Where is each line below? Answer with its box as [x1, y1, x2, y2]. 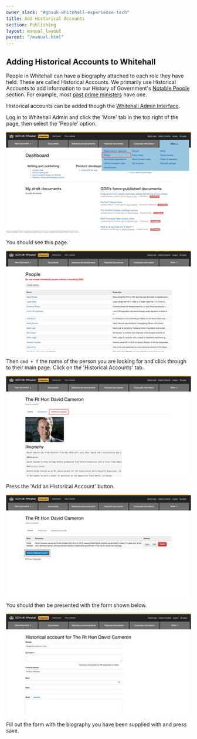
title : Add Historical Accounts [6, 15, 85, 22]
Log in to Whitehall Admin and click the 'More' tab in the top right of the [6, 113, 179, 120]
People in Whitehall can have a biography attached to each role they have [6, 72, 184, 79]
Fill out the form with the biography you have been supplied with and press [6, 721, 187, 728]
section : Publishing [6, 22, 57, 28]
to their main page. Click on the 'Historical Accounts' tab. [6, 364, 144, 371]
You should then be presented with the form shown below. [6, 602, 147, 609]
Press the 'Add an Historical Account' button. [6, 482, 115, 490]
